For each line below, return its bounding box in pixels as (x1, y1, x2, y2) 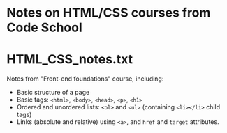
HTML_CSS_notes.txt (6, 52, 133, 68)
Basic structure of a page (16, 88, 90, 97)
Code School (6, 19, 83, 36)
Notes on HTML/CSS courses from (6, 5, 211, 21)
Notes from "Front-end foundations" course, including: (6, 75, 164, 83)
